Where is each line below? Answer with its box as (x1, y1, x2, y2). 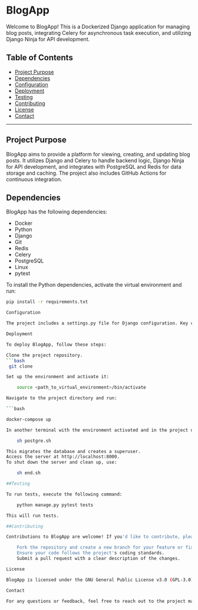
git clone (8, 363, 33, 369)
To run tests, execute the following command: (6, 491, 123, 497)
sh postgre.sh (16, 438, 51, 444)
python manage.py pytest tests (16, 502, 94, 508)
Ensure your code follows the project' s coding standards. (16, 550, 165, 556)
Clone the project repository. (6, 352, 83, 358)
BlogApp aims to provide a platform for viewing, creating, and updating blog (6, 150, 190, 158)
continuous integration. (6, 175, 62, 183)
